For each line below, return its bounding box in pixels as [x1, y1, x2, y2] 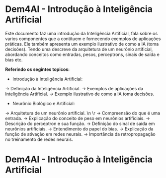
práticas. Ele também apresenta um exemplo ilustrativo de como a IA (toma [5, 41, 159, 47]
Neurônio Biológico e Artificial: [12, 100, 75, 106]
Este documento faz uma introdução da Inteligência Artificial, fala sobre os [5, 30, 158, 36]
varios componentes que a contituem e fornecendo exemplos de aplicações [5, 36, 161, 42]
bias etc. [5, 57, 23, 62]
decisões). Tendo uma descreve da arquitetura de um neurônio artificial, [5, 46, 153, 52]
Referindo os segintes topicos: [5, 66, 70, 72]
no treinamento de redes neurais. [5, 136, 73, 142]
